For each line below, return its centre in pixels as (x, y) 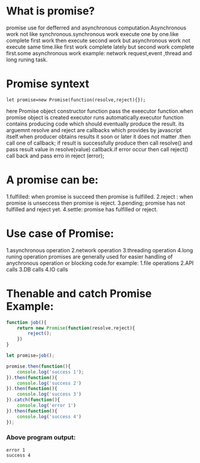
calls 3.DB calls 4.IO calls (37, 269)
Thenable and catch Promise (79, 293)
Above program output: (41, 438)
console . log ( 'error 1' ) (47, 406)
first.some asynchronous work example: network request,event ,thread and (99, 53)
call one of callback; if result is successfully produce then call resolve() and (99, 143)
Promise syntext (48, 84)
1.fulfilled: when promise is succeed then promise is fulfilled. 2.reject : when (100, 196)
